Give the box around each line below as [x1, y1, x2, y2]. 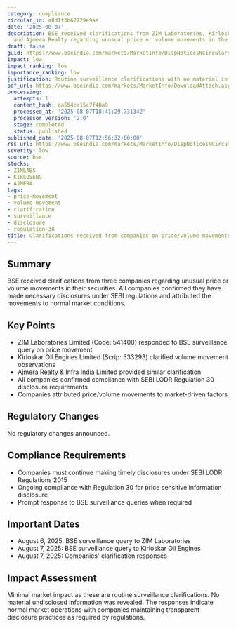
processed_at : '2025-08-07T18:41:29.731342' [13, 108, 146, 115]
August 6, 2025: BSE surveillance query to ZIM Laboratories [17, 537, 191, 545]
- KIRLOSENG [7, 173, 42, 180]
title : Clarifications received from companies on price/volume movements [7, 232, 231, 239]
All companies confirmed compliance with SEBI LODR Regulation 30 [17, 375, 214, 383]
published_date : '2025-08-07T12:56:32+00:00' [7, 134, 143, 141]
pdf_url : [7, 82, 33, 89]
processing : [7, 88, 42, 95]
